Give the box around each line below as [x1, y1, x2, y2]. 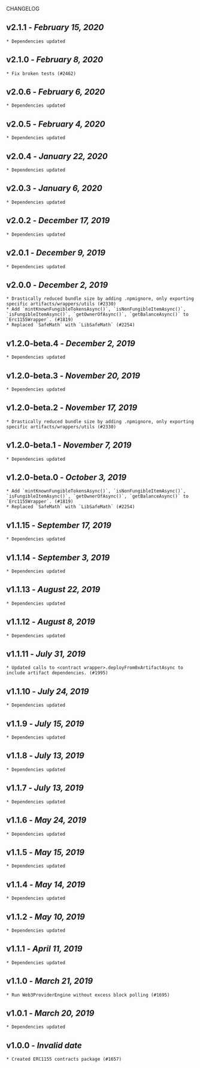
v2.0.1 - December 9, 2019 [6, 248, 106, 258]
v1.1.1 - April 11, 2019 [6, 944, 83, 954]
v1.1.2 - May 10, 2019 [6, 911, 85, 922]
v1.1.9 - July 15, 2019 [6, 718, 84, 728]
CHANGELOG [6, 5, 40, 12]
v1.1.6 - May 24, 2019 [6, 815, 87, 826]
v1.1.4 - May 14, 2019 [6, 879, 86, 890]
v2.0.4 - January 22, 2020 [6, 151, 108, 161]
